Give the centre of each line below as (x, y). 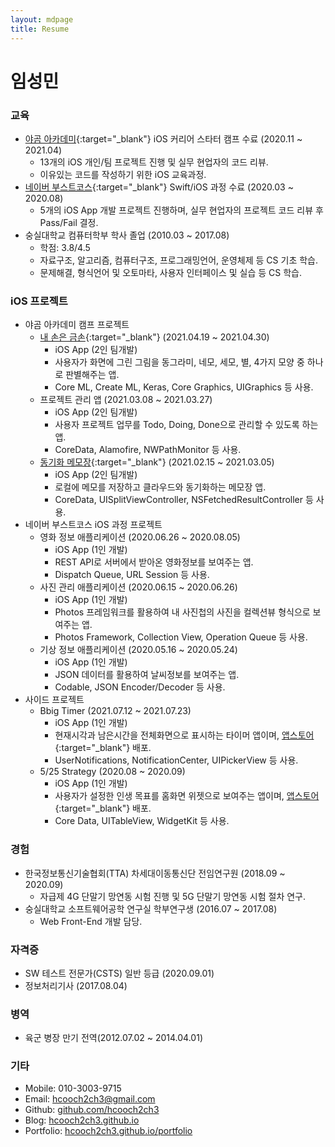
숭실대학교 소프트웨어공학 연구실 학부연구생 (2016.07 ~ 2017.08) (151, 908)
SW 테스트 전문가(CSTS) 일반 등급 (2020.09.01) (119, 973)
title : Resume (40, 29)
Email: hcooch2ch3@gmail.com (90, 1099)
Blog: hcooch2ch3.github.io (82, 1120)
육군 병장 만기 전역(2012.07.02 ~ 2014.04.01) (113, 1038)
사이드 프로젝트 (54, 700)
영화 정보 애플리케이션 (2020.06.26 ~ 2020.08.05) (140, 537)
